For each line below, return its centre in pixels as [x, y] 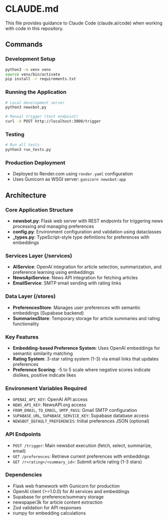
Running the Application [36, 92]
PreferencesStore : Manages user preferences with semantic [77, 307]
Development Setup [30, 59]
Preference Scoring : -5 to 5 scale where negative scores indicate [82, 370]
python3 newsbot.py [26, 108]
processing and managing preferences [53, 226]
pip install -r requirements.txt [41, 79]
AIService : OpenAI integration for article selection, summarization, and [87, 267]
